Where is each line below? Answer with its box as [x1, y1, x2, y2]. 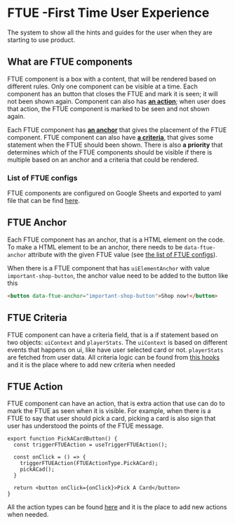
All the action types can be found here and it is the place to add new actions [7, 503, 227, 511]
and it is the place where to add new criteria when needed [7, 360, 175, 369]
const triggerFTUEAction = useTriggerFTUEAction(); [13, 441, 168, 449]
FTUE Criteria [7, 312, 67, 324]
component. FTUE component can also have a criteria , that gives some [7, 133, 214, 141]
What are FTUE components [7, 56, 133, 68]
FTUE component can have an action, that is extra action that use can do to [7, 399, 226, 408]
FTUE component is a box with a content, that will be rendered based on [7, 74, 216, 83]
